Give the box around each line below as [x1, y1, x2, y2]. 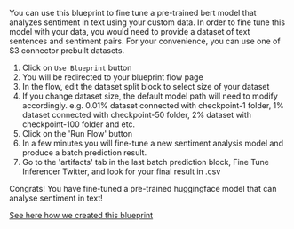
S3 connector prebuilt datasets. [9, 45, 125, 56]
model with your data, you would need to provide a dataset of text [9, 27, 250, 36]
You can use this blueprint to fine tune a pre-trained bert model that [9, 8, 257, 18]
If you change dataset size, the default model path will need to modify [21, 91, 278, 101]
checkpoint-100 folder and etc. [21, 119, 136, 130]
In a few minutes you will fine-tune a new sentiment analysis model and [21, 138, 284, 148]
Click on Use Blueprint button [21, 62, 132, 73]
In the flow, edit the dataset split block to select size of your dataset [21, 82, 270, 91]
